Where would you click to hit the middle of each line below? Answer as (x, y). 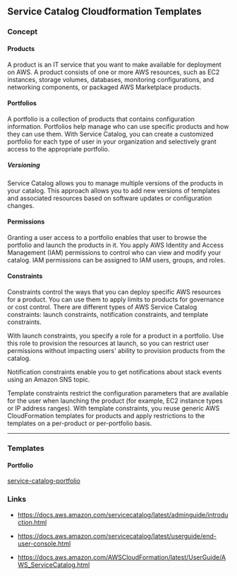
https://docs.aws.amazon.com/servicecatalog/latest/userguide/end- (117, 536)
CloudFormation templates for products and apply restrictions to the (106, 416)
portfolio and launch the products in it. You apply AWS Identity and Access (116, 245)
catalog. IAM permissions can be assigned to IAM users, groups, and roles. (116, 260)
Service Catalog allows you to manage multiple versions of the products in (115, 183)
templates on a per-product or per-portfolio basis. (80, 423)
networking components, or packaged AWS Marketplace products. (104, 87)
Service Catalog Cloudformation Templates (105, 12)
